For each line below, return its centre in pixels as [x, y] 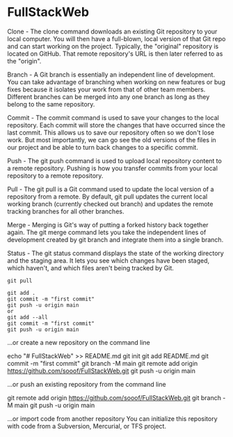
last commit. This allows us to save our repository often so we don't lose [111, 132]
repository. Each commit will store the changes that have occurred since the [116, 125]
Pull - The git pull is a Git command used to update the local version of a [111, 189]
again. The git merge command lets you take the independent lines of [107, 232]
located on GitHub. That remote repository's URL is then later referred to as [115, 54]
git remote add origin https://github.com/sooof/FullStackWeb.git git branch [114, 397]
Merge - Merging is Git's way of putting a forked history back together [108, 224]
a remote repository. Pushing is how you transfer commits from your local [112, 168]
